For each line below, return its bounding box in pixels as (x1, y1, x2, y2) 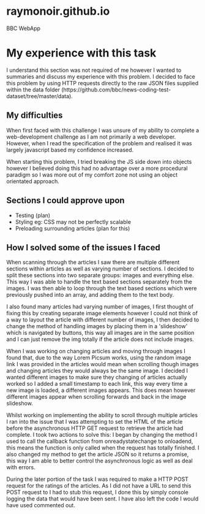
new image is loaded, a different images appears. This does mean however (6, 386, 196, 394)
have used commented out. (6, 502, 75, 509)
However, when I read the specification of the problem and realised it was (6, 139, 192, 147)
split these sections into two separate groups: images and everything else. (6, 272, 194, 279)
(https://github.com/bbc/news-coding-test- (61, 86, 171, 93)
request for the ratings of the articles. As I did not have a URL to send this (6, 482, 192, 489)
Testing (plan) (15, 212, 51, 219)
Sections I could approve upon (6, 195, 125, 206)
